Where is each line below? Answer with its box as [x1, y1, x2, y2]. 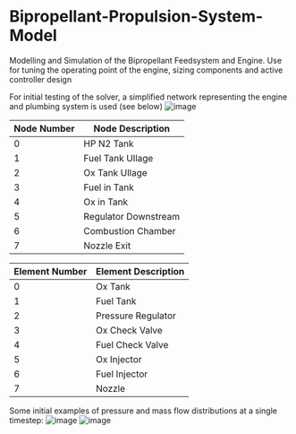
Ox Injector [95, 352, 142, 365]
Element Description [95, 265, 185, 277]
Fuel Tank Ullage [83, 152, 154, 164]
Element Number [13, 265, 88, 277]
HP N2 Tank [83, 137, 134, 150]
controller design [9, 74, 72, 84]
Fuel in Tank [83, 181, 134, 194]
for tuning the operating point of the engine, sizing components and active [9, 65, 283, 75]
